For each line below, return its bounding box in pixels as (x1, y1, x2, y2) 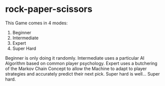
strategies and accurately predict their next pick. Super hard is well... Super (5, 71, 161, 77)
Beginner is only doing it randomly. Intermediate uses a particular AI (5, 55, 145, 61)
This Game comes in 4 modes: (5, 20, 68, 26)
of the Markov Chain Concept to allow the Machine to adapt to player (5, 66, 147, 72)
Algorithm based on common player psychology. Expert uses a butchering (5, 60, 158, 66)
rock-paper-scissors (5, 3, 93, 15)
